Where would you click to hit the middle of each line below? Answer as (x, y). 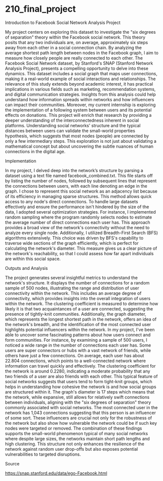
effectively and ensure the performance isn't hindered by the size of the (77, 207)
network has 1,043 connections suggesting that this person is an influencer (81, 413)
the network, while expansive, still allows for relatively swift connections (77, 397)
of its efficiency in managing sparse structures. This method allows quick (78, 196)
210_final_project (41, 9)
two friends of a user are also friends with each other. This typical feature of (81, 376)
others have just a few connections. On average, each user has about (75, 355)
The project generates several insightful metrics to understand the (71, 278)
